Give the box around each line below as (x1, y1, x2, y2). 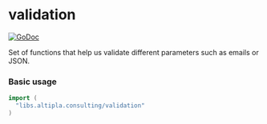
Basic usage (8, 76, 58, 87)
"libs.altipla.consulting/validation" (15, 102, 146, 110)
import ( (8, 94, 38, 102)
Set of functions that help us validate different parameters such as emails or (8, 47, 259, 57)
